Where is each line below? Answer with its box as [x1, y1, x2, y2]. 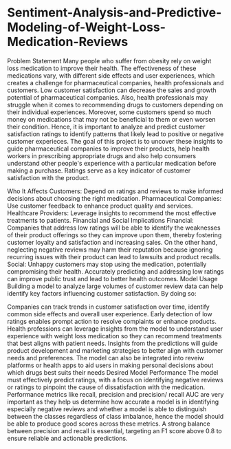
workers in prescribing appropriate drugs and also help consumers [7, 151, 197, 160]
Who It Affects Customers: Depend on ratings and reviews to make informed [7, 187, 223, 195]
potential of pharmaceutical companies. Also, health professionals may [7, 93, 208, 101]
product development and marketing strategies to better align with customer [7, 346, 223, 355]
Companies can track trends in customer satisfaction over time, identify [7, 303, 210, 311]
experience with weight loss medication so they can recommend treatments [7, 331, 222, 340]
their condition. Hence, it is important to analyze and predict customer [7, 122, 206, 131]
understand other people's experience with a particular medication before [7, 159, 217, 167]
